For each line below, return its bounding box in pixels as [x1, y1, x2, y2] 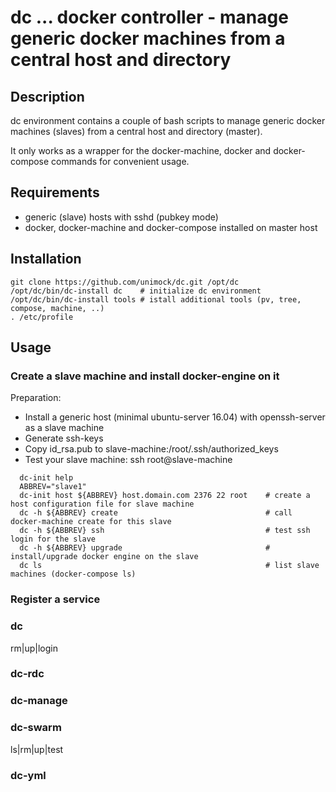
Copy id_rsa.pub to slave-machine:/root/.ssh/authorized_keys [24, 443, 279, 455]
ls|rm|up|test [10, 743, 64, 755]
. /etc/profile [10, 312, 74, 322]
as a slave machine [24, 422, 105, 434]
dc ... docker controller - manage [10, 6, 289, 29]
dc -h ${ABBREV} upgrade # [19, 543, 271, 553]
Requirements [10, 184, 100, 201]
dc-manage [10, 694, 68, 708]
